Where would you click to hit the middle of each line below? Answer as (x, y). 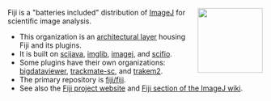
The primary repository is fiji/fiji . (72, 80)
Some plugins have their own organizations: (92, 62)
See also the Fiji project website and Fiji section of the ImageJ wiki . (131, 88)
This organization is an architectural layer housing (102, 37)
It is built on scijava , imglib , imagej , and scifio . (96, 54)
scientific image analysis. (50, 21)
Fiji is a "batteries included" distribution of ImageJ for (97, 13)
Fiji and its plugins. (50, 45)
